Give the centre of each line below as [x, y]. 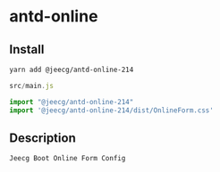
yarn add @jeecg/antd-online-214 [72, 70]
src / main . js [31, 86]
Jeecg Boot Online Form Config [68, 159]
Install [27, 49]
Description [42, 138]
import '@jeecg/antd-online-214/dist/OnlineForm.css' [112, 110]
